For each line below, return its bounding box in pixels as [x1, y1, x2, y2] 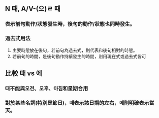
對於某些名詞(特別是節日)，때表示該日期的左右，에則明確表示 [5, 99, 149, 106]
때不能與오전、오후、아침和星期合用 [5, 85, 88, 92]
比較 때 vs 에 [5, 69, 42, 77]
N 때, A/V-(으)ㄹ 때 [5, 4, 61, 13]
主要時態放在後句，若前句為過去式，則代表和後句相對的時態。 [12, 47, 138, 53]
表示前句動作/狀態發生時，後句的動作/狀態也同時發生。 [5, 21, 135, 28]
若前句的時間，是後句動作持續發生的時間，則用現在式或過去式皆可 [12, 53, 146, 59]
